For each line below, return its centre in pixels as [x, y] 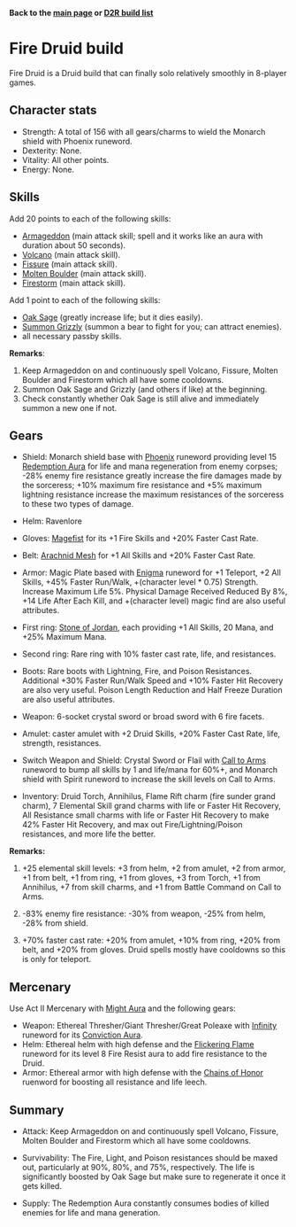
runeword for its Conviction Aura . [82, 1035]
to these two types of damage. [78, 504]
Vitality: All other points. [65, 159]
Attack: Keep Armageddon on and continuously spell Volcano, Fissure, [150, 1131]
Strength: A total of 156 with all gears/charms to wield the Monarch [144, 131]
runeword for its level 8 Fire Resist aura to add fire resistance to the [144, 1054]
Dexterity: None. [52, 151]
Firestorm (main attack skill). [74, 283]
